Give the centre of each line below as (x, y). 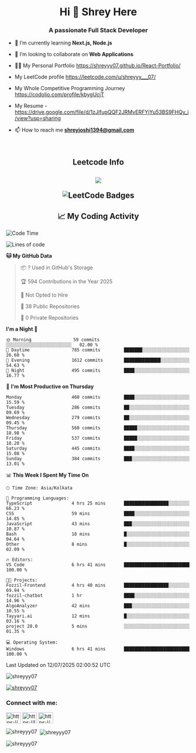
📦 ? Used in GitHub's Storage (57, 268)
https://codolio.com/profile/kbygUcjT (59, 95)
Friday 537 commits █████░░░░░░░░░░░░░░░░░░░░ (98, 439)
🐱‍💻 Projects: (22, 580)
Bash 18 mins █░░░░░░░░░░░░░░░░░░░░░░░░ (98, 534)
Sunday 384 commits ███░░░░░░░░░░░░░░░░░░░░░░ (98, 459)
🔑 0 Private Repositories (49, 318)
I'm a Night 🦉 (22, 329)
